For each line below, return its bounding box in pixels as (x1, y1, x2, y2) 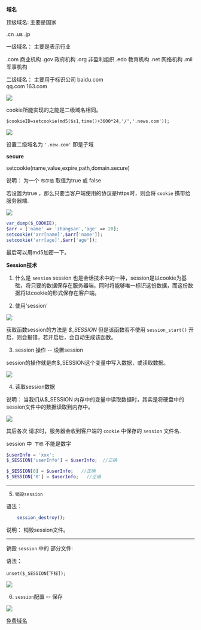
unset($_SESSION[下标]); (6, 570, 66, 577)
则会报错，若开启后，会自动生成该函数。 (16, 333, 117, 341)
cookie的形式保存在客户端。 (31, 289, 100, 296)
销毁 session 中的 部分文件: (6, 544, 73, 551)
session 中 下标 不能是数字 (6, 440, 72, 447)
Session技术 (6, 261, 38, 269)
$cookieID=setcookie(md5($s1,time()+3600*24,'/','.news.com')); (6, 118, 170, 124)
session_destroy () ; (17, 515, 66, 521)
